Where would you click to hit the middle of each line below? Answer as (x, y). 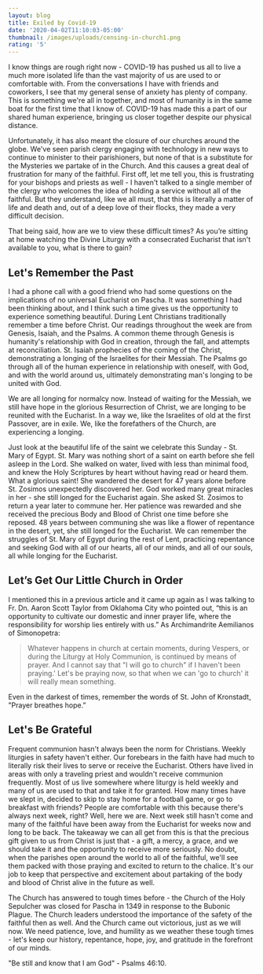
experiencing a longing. (46, 432)
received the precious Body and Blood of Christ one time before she (119, 514)
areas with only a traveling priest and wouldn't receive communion (116, 774)
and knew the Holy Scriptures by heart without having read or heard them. (128, 472)
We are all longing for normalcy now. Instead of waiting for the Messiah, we (130, 399)
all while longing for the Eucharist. (63, 556)
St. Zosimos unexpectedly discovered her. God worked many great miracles (131, 489)
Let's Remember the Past (71, 272)
